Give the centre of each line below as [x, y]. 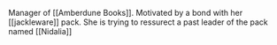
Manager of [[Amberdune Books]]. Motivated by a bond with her [126, 13]
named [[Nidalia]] [40, 31]
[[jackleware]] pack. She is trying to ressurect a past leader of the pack [138, 22]
